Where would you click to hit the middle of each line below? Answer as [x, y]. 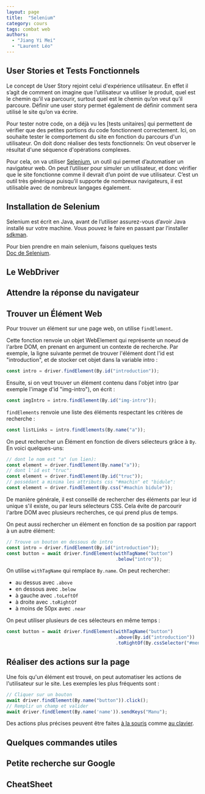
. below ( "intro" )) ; [139, 559]
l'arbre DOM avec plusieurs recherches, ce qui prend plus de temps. [92, 512]
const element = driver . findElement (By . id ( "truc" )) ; [75, 476]
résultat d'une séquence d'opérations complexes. [69, 149]
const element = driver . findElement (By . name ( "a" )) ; [73, 465]
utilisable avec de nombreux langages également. [69, 187]
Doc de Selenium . [29, 253]
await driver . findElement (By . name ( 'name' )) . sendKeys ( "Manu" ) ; [87, 712]
